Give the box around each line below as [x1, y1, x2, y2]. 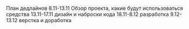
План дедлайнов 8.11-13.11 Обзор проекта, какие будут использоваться [6, 5, 183, 11]
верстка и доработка [19, 17, 72, 23]
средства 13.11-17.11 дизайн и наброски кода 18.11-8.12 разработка [6, 11, 169, 18]
